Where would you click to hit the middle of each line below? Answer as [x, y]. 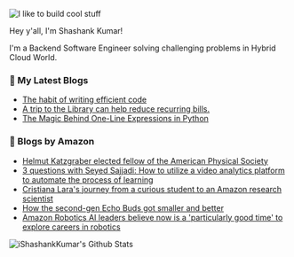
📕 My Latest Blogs [49, 80]
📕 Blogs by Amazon [52, 142]
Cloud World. [33, 57]
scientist [37, 199]
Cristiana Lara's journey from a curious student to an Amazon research [152, 189]
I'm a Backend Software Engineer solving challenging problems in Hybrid [143, 48]
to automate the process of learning [87, 179]
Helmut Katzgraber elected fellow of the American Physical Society [145, 160]
